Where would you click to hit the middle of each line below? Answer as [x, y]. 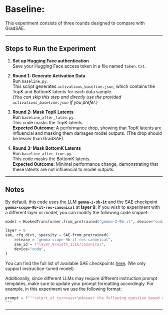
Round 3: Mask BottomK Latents [46, 148]
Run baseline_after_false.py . [43, 117]
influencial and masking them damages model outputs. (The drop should [87, 133]
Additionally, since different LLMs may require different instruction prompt [81, 278]
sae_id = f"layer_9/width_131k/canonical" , [60, 245]
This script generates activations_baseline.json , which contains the [83, 86]
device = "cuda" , [30, 249]
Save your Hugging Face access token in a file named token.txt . [79, 66]
